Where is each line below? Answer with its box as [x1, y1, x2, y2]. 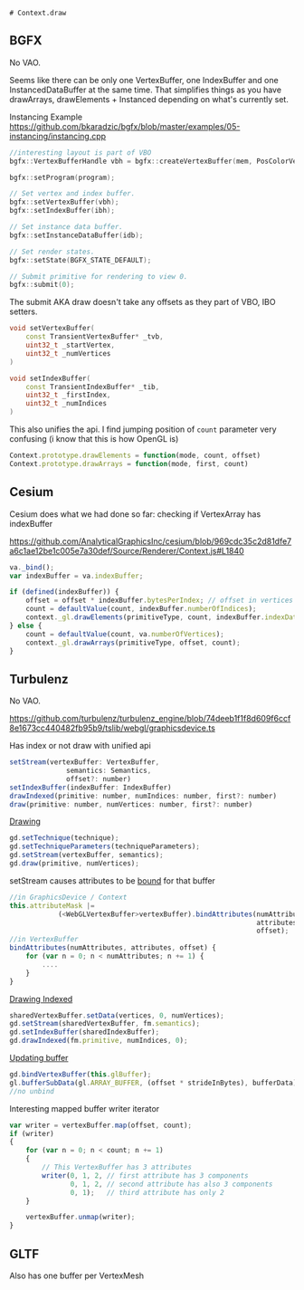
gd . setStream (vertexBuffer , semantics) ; [9, 851, 165, 860]
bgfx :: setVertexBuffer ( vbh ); [9, 197, 119, 207]
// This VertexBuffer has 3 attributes [42, 1163, 193, 1172]
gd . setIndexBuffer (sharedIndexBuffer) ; [9, 1027, 160, 1037]
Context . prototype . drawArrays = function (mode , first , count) [9, 459, 249, 468]
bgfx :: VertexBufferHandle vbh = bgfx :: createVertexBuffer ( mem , [9, 157, 253, 166]
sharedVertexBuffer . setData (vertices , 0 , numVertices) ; [9, 1010, 224, 1020]
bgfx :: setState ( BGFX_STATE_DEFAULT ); [9, 255, 152, 264]
